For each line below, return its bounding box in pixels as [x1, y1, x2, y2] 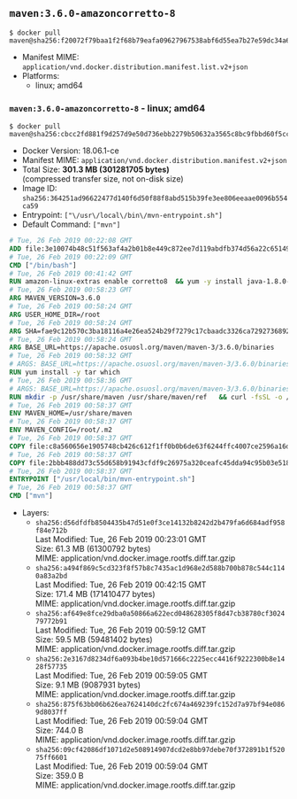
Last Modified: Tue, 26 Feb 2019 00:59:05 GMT [34, 671, 209, 681]
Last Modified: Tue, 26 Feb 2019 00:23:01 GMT [34, 534, 207, 545]
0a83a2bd [34, 571, 68, 581]
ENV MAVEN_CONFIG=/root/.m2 [9, 425, 113, 435]
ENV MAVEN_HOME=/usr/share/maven [9, 409, 133, 418]
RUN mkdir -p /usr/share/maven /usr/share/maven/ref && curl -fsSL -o [9, 392, 283, 401]
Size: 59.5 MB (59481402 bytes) [34, 634, 153, 645]
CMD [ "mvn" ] [9, 492, 53, 500]
